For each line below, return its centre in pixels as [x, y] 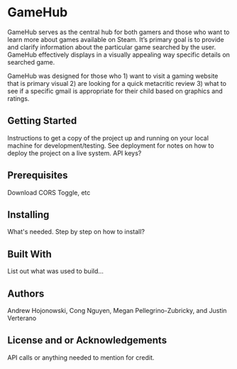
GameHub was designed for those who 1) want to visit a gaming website [113, 76]
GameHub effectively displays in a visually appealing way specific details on [119, 55]
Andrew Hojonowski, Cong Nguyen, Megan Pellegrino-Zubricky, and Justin [117, 310]
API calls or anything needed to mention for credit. [81, 357]
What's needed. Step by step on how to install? [76, 232]
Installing [28, 215]
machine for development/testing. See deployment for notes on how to [111, 145]
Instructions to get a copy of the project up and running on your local [108, 138]
